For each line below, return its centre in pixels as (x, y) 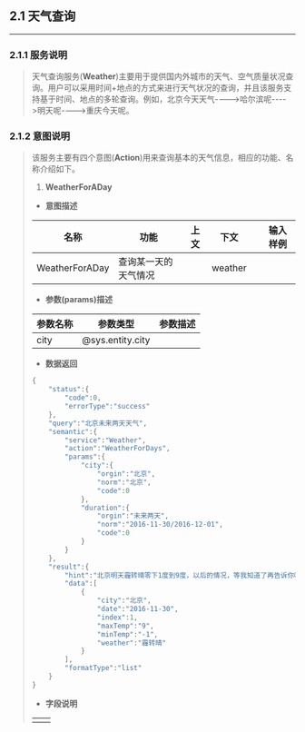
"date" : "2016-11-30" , (138, 609)
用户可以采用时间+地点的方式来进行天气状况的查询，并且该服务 (166, 88)
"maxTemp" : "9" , (125, 626)
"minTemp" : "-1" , (128, 634)
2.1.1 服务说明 (39, 54)
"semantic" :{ (73, 431)
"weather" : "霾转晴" (131, 643)
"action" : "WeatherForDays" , (118, 449)
